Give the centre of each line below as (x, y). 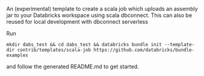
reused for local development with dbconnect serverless (77, 22)
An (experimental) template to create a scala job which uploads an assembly (102, 9)
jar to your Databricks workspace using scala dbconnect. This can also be (99, 15)
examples (17, 55)
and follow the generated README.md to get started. (73, 67)
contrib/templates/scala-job (54, 50)
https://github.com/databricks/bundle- (144, 50)
